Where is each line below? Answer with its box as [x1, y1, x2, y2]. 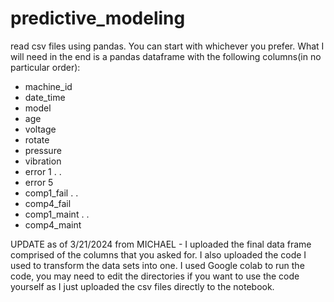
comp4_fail [24, 197, 72, 209]
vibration [24, 155, 62, 167]
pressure [24, 144, 62, 156]
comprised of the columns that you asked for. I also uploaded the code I [10, 248, 307, 261]
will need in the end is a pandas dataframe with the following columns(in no [10, 50, 322, 62]
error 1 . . [24, 165, 62, 177]
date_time [24, 91, 66, 103]
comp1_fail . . [24, 187, 79, 199]
